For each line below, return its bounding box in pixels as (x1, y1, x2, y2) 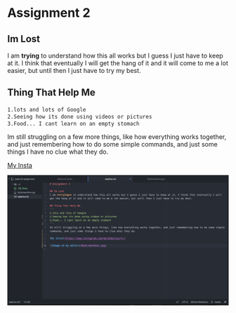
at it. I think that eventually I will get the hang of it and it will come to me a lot (7, 59, 228, 67)
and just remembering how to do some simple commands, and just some (7, 140, 218, 148)
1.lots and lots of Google (7, 106, 86, 113)
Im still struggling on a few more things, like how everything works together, (7, 132, 227, 141)
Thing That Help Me (7, 86, 96, 99)
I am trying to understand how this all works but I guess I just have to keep (7, 51, 223, 60)
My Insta (7, 161, 33, 169)
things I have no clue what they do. (7, 147, 109, 156)
